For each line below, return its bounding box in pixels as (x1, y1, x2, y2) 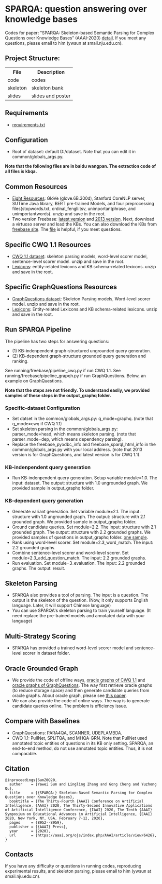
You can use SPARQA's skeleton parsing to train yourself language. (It (12, 607, 151, 613)
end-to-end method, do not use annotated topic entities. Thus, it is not (12, 745, 153, 751)
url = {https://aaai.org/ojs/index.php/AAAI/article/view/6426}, (9, 832, 157, 838)
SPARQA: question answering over (5, 3, 147, 15)
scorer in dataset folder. (22, 650, 70, 656)
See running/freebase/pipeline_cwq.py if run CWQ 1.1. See (5, 367, 121, 373)
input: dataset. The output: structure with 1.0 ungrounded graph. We (12, 480, 148, 486)
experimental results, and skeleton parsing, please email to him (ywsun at (5, 868, 151, 874)
